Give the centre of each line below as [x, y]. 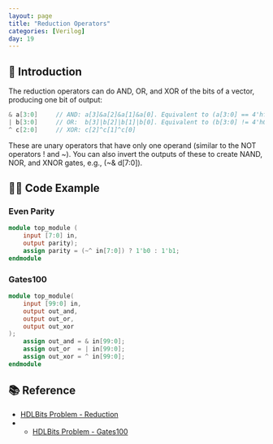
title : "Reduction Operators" [60, 24]
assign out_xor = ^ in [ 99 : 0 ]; [74, 357]
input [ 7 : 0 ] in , [51, 236]
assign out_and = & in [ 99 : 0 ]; [74, 342]
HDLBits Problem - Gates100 [80, 431]
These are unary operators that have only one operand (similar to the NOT [132, 145]
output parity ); [51, 244]
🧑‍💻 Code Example [54, 188]
